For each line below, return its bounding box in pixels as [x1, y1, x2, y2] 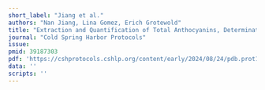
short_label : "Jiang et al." [8, 11, 104, 20]
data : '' [8, 63, 37, 70]
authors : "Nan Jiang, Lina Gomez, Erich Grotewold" [8, 19, 181, 27]
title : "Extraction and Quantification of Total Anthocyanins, [8, 26, 221, 34]
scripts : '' [8, 70, 47, 77]
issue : [8, 41, 30, 49]
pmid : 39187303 [8, 48, 58, 56]
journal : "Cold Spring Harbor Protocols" [8, 33, 147, 41]
